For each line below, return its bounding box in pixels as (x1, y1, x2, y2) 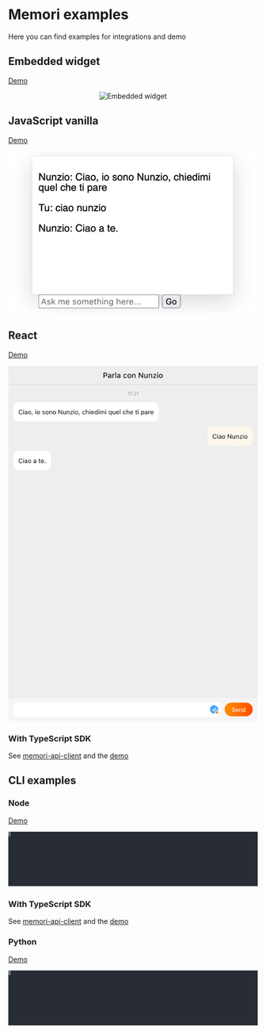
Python (8, 936, 37, 948)
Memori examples (8, 6, 129, 24)
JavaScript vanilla (8, 114, 99, 128)
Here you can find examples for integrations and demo (8, 32, 186, 41)
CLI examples (8, 774, 77, 787)
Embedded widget (8, 55, 101, 68)
